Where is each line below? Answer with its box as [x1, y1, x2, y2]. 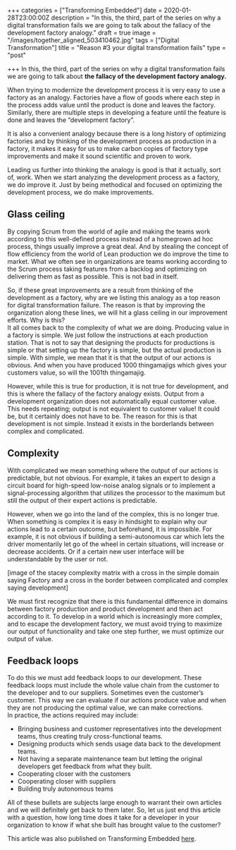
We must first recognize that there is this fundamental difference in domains [7, 597, 228, 605]
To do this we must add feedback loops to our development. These [7, 674, 202, 682]
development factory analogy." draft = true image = [7, 28, 156, 37]
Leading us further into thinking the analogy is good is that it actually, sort [7, 166, 221, 174]
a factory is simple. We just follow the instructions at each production [7, 331, 209, 339]
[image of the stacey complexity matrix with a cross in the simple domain [7, 568, 220, 577]
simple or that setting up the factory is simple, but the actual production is [7, 346, 222, 354]
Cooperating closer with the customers [17, 770, 132, 778]
